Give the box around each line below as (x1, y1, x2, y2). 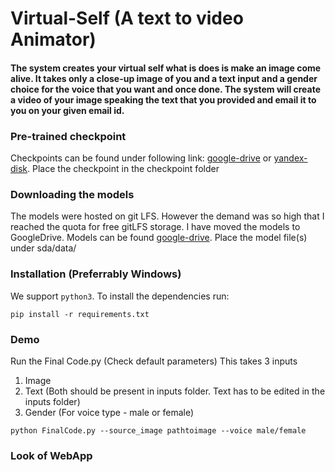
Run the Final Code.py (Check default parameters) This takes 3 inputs (10, 355, 298, 367)
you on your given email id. (10, 104, 125, 116)
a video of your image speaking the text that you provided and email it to (10, 93, 317, 106)
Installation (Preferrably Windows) (10, 267, 182, 281)
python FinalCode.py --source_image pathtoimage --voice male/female (10, 425, 307, 436)
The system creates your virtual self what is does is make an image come (10, 62, 322, 74)
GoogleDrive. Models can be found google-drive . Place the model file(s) (10, 232, 308, 244)
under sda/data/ (10, 242, 77, 254)
